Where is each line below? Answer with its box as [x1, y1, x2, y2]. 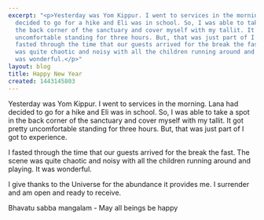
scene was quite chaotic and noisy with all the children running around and [8, 156, 251, 165]
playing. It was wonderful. [8, 164, 92, 174]
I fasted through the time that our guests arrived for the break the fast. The [8, 147, 250, 157]
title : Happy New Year [8, 70, 82, 78]
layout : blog [8, 63, 51, 71]
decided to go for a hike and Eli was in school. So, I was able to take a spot [8, 107, 250, 116]
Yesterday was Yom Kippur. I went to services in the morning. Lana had [8, 99, 239, 108]
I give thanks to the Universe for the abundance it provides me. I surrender [8, 179, 250, 189]
